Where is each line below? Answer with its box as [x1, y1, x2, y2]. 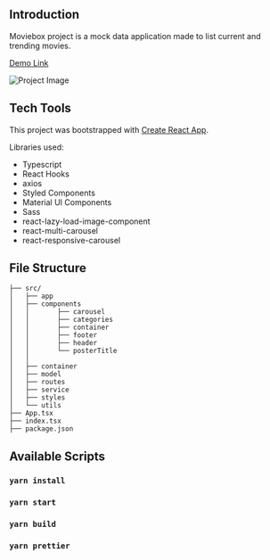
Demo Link [9, 57, 49, 68]
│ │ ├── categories [9, 316, 114, 325]
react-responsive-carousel [21, 235, 121, 245]
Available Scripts [9, 449, 105, 464]
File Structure [9, 260, 86, 276]
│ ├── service [9, 385, 70, 395]
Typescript [21, 159, 62, 169]
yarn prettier [9, 540, 70, 551]
